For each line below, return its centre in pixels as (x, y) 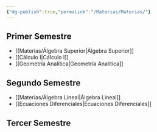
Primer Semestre (39, 37)
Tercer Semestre (39, 123)
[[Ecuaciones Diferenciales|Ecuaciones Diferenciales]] (83, 104)
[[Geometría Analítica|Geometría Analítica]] (69, 64)
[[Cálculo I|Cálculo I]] (42, 58)
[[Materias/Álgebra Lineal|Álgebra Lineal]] (68, 97)
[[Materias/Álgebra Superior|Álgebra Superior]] (74, 51)
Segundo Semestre (44, 83)
